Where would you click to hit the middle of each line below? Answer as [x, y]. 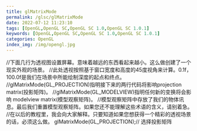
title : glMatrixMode [32, 12]
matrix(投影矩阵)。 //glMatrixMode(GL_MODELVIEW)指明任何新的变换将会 [96, 92]
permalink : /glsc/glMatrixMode [45, 17]
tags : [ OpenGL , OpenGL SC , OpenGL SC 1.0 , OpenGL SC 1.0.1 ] [78, 28]
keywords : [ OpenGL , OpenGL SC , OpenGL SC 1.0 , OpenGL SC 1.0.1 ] [83, 34]
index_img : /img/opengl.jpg [41, 45]
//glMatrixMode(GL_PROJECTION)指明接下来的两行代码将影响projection [94, 84]
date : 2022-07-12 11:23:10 [39, 23]
